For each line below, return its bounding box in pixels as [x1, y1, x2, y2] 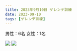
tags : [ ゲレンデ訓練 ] [5, 16, 46, 21]
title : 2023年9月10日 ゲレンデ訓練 [5, 7, 72, 12]
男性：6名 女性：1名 [5, 31, 46, 37]
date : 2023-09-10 [5, 12, 41, 17]
